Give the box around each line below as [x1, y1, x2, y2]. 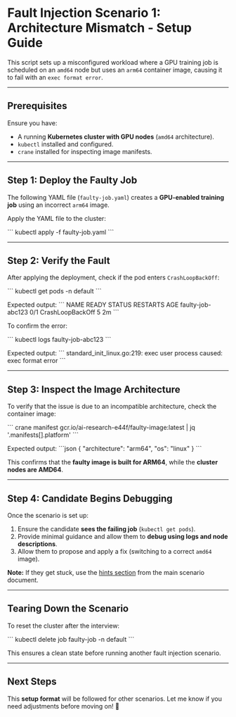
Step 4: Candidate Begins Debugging [7, 493, 173, 505]
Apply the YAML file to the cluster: [7, 214, 107, 222]
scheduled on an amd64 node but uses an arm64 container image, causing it [7, 65, 223, 74]
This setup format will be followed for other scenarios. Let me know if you [7, 694, 223, 703]
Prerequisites [7, 100, 67, 112]
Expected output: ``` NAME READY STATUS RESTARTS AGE [7, 300, 179, 309]
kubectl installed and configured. [17, 139, 114, 148]
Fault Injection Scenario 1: [7, 5, 162, 21]
